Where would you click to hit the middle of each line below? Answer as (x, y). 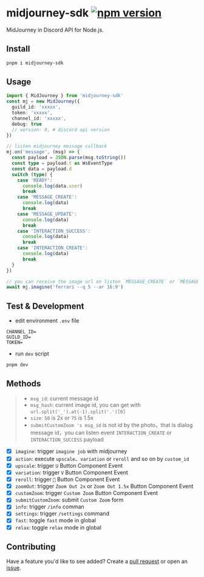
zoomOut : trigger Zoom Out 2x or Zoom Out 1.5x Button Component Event (104, 487)
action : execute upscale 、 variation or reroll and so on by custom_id (102, 459)
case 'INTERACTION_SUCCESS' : (54, 231)
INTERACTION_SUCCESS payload (67, 439)
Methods (24, 384)
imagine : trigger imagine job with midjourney (71, 451)
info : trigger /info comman (50, 507)
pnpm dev (17, 365)
